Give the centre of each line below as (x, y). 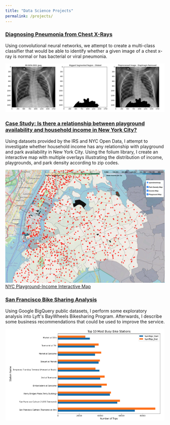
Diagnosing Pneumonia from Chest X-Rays (59, 35)
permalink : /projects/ (29, 16)
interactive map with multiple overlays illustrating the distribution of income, (84, 157)
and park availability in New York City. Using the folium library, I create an (82, 152)
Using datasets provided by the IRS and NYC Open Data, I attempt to (77, 141)
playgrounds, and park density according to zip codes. (62, 162)
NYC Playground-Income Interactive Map (48, 286)
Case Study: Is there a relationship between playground (75, 123)
